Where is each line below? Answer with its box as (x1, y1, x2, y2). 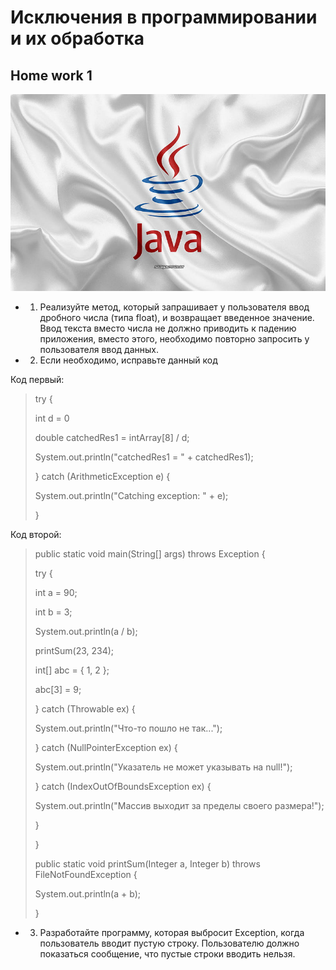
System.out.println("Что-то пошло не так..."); (34, 722, 223, 734)
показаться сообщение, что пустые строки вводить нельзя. (39, 948, 296, 960)
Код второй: (10, 529, 62, 540)
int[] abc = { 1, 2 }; (34, 664, 110, 676)
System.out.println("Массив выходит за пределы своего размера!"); (34, 800, 325, 811)
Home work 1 (10, 67, 93, 84)
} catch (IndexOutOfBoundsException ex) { (34, 781, 212, 792)
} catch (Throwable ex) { (34, 703, 136, 715)
